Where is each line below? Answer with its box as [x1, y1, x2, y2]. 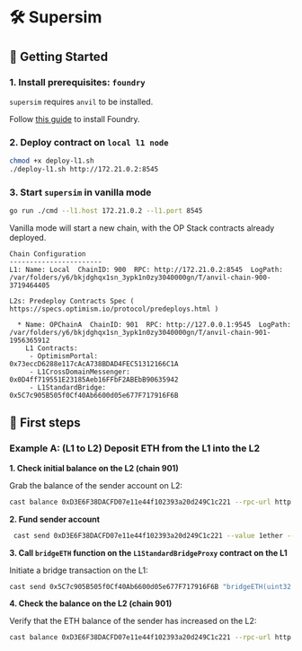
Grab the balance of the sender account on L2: [9, 479, 182, 490]
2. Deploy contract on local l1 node [9, 136, 169, 148]
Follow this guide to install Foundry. [9, 113, 141, 124]
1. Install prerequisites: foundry [9, 75, 146, 88]
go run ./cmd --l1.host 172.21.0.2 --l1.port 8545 [9, 207, 203, 216]
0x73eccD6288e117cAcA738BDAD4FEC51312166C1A [9, 360, 179, 369]
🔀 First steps [9, 415, 81, 431]
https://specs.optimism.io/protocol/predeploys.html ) [9, 304, 219, 314]
